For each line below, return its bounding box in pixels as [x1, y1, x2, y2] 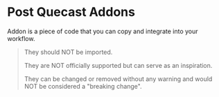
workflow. [7, 34, 35, 42]
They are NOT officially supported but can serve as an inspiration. [24, 61, 213, 69]
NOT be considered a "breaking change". [24, 82, 142, 90]
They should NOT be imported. [24, 48, 113, 56]
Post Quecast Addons [7, 4, 135, 20]
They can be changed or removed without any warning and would [24, 74, 213, 83]
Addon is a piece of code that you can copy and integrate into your [7, 27, 199, 35]
